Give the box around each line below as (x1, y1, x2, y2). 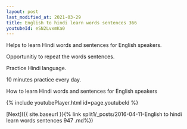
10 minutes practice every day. (6, 76, 82, 83)
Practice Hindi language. (6, 65, 67, 72)
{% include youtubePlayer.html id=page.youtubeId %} (6, 99, 139, 106)
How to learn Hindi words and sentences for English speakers (6, 87, 158, 95)
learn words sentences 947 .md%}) (6, 117, 93, 124)
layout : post (6, 8, 39, 15)
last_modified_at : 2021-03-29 (6, 14, 82, 20)
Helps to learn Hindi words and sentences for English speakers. (6, 42, 162, 49)
